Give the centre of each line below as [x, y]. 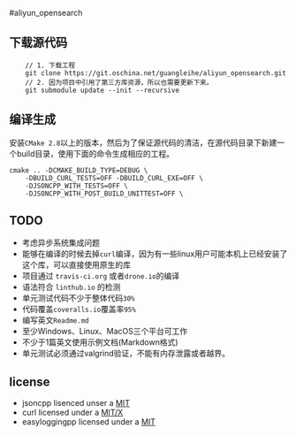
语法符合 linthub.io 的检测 [71, 287]
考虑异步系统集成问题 [61, 243]
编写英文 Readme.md [56, 320]
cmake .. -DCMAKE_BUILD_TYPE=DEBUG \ [79, 170]
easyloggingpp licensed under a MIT [89, 422]
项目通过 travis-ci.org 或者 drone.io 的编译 [101, 276]
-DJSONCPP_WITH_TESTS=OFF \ [76, 186]
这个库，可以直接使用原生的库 [76, 265]
